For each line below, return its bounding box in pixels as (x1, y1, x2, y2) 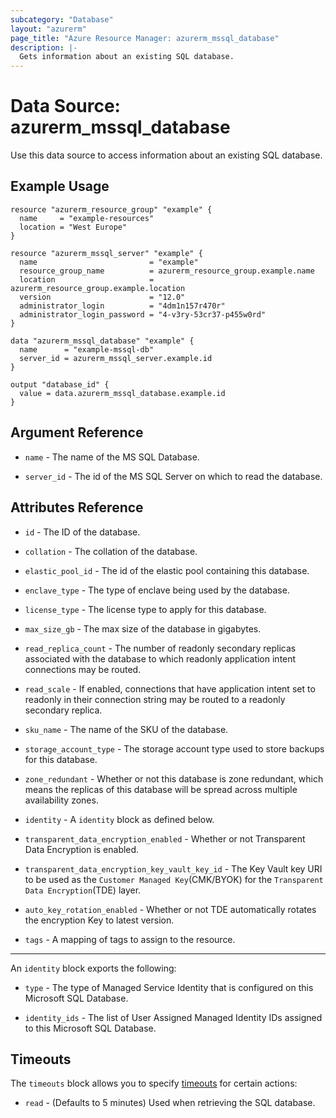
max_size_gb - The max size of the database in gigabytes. (24, 622, 262, 635)
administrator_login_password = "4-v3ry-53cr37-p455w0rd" (19, 309, 267, 320)
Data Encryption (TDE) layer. (24, 884, 142, 896)
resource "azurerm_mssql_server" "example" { (10, 248, 203, 258)
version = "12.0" (19, 292, 186, 302)
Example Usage (10, 178, 110, 195)
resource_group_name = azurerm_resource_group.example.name (19, 266, 315, 276)
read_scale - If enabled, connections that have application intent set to (24, 682, 316, 695)
